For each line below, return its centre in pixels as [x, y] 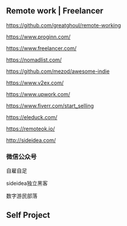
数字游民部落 [22, 196]
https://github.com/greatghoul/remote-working [64, 25]
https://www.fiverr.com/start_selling [50, 106]
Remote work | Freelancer [55, 11]
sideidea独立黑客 [27, 183]
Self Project [28, 215]
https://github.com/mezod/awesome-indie [58, 71]
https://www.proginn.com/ [39, 37]
